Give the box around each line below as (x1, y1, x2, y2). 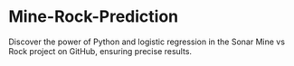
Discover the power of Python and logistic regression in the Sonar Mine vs (8, 36, 286, 47)
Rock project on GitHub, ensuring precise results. (8, 45, 192, 56)
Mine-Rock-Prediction (8, 6, 179, 27)
